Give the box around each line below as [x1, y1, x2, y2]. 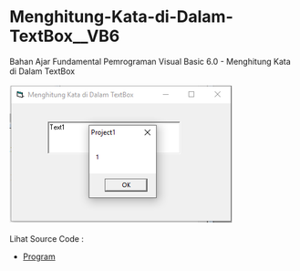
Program [22, 251, 57, 262]
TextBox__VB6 [9, 26, 120, 47]
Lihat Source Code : [9, 233, 85, 244]
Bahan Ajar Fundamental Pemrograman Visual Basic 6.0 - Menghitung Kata [9, 56, 292, 67]
